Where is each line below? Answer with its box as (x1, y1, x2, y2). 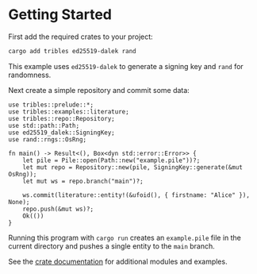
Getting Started (8, 6, 113, 24)
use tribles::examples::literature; (8, 107, 129, 116)
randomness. (8, 70, 52, 79)
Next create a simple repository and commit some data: (8, 85, 190, 95)
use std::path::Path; (8, 122, 80, 129)
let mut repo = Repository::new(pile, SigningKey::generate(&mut (22, 163, 244, 172)
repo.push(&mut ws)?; (22, 205, 94, 213)
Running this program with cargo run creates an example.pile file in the (8, 233, 242, 242)
